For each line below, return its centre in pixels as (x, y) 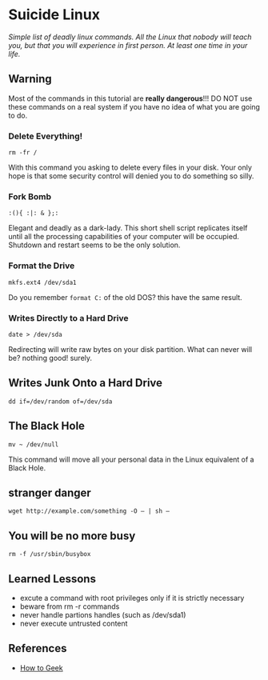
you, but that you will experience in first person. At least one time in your (128, 45)
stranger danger (50, 492)
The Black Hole (47, 426)
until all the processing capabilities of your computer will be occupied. (124, 237)
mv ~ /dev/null (34, 444)
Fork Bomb (30, 196)
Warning (30, 79)
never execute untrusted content (74, 623)
